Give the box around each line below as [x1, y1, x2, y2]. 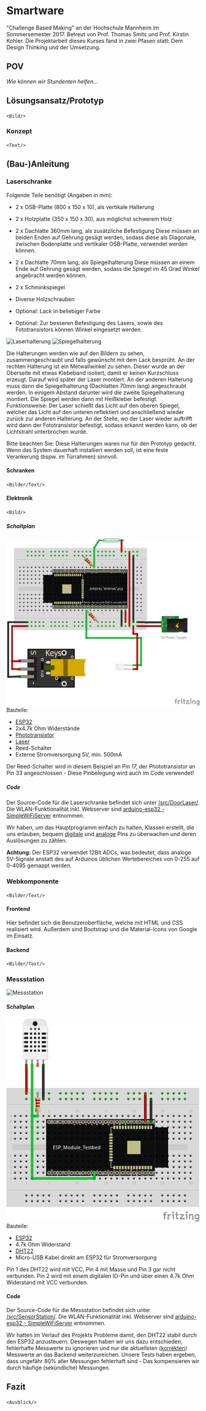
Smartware [6, 4, 64, 18]
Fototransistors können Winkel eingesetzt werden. [15, 326, 142, 333]
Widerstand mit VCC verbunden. [6, 1278, 89, 1286]
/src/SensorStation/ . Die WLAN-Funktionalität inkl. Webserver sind [6, 1313, 174, 1320]
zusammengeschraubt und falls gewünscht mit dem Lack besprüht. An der [6, 356, 195, 363]
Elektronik [6, 494, 33, 502]
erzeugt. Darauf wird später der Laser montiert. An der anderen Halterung [6, 375, 193, 383]
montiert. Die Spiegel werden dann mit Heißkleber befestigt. [6, 395, 158, 402]
